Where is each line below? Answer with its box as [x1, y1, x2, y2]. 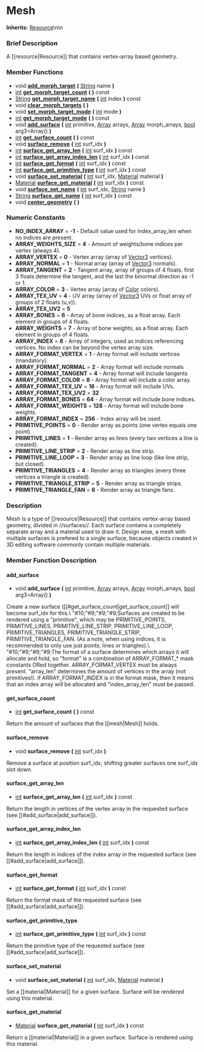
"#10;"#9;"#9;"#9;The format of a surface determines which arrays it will [6, 648, 189, 656]
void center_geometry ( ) [15, 198, 80, 206]
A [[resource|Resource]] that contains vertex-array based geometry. [6, 53, 178, 60]
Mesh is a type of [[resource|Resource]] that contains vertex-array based [6, 515, 191, 522]
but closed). [15, 460, 46, 468]
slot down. [6, 765, 33, 773]
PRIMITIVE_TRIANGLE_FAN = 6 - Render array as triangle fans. [15, 486, 175, 493]
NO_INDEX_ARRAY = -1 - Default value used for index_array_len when [15, 227, 192, 234]
